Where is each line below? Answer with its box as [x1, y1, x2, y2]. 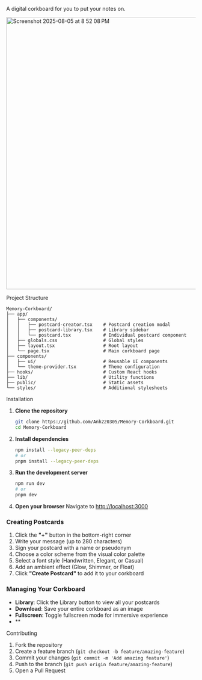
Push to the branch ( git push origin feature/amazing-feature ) [14, 660, 173, 667]
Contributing [6, 629, 37, 637]
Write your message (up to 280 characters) [14, 538, 122, 545]
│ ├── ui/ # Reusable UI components [6, 358, 168, 364]
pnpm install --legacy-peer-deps [14, 458, 99, 464]
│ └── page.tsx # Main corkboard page [6, 348, 161, 354]
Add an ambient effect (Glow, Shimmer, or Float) [14, 563, 135, 571]
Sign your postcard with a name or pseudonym [14, 544, 131, 552]
